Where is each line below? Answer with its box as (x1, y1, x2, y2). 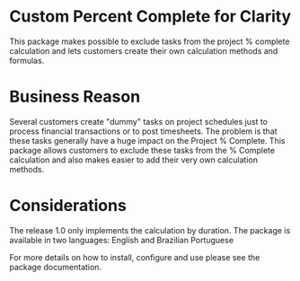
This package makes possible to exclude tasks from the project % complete (9, 36, 290, 47)
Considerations (9, 196, 128, 216)
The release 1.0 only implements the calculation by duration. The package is (9, 224, 291, 235)
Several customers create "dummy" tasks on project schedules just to (9, 116, 268, 127)
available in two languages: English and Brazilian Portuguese (9, 234, 234, 245)
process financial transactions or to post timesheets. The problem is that (9, 126, 278, 136)
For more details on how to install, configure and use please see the (9, 251, 260, 262)
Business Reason (9, 87, 141, 107)
